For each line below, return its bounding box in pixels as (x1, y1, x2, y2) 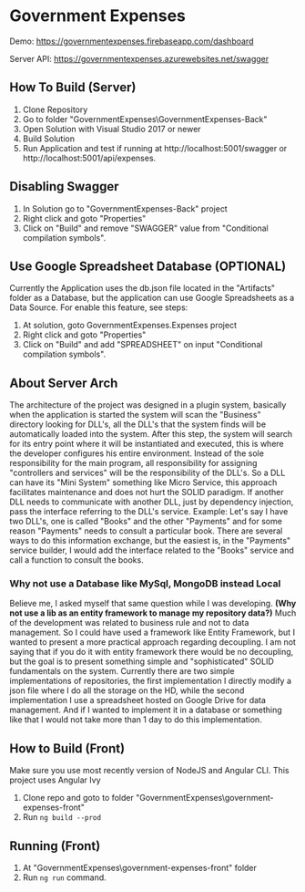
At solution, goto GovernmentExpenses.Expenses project (22, 320, 237, 331)
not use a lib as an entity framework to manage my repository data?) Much (9, 607, 297, 618)
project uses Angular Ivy (9, 774, 102, 785)
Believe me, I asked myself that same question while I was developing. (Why (9, 598, 297, 609)
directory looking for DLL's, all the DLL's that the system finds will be (9, 419, 267, 430)
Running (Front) (9, 838, 101, 854)
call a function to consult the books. (9, 555, 144, 565)
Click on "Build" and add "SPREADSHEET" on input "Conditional (22, 339, 263, 350)
